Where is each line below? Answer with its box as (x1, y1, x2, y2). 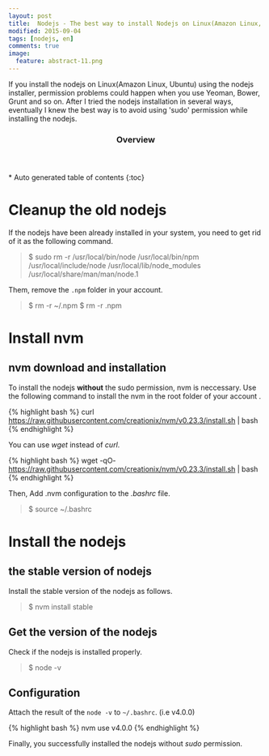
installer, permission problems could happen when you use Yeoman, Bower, (8, 88, 260, 97)
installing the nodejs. (8, 113, 78, 123)
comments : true (8, 42, 60, 50)
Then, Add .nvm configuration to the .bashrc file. (8, 488, 171, 498)
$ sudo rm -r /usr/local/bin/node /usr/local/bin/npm (27, 252, 200, 262)
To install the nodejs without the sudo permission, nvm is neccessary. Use (8, 382, 257, 392)
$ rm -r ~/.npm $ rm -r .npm (27, 301, 123, 310)
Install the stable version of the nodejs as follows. (8, 586, 173, 596)
